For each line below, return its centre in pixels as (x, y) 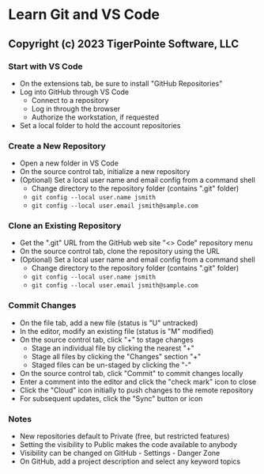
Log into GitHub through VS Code (74, 92)
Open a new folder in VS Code (69, 163)
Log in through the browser (76, 108)
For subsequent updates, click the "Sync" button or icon (111, 398)
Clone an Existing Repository (65, 226)
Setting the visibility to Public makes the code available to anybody (128, 445)
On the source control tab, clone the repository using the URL (120, 252)
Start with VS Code (45, 66)
